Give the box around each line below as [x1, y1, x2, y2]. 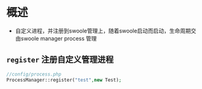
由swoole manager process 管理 [15, 34, 97, 42]
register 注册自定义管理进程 [6, 55, 114, 65]
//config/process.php [6, 71, 62, 77]
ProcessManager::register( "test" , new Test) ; [6, 77, 122, 83]
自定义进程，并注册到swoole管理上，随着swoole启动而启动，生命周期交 [15, 27, 196, 34]
